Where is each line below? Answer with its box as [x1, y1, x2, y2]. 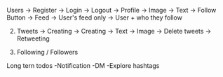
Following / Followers [16, 48, 79, 56]
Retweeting [16, 34, 50, 43]
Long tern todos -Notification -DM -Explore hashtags [6, 62, 160, 69]
